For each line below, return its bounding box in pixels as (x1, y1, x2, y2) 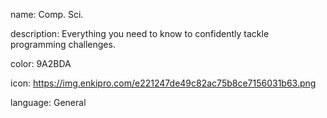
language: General (10, 97, 87, 108)
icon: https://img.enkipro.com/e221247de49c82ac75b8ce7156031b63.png (10, 77, 317, 89)
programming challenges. (10, 39, 116, 50)
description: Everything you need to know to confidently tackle (10, 28, 270, 39)
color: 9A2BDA (10, 58, 72, 69)
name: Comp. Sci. (10, 9, 84, 20)
